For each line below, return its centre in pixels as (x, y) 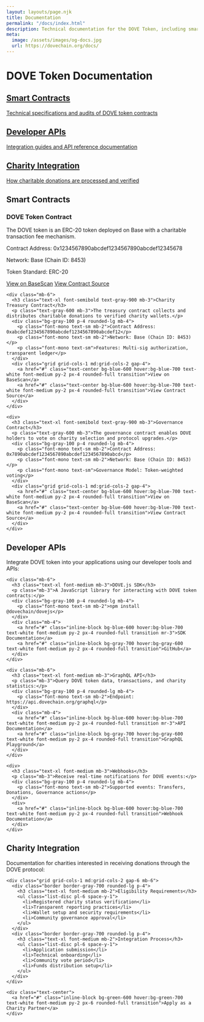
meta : (13, 35)
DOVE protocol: (26, 869)
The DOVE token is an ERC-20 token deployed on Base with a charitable (96, 230)
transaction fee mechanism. (41, 237)
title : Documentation (34, 18)
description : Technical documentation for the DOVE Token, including (96, 29)
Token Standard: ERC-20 (37, 272)
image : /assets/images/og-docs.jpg (57, 40)
